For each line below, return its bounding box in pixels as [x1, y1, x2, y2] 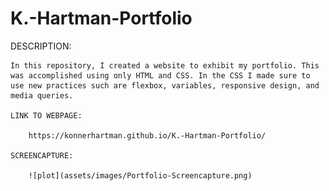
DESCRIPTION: [10, 40, 72, 52]
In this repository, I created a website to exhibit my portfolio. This [10, 60, 320, 71]
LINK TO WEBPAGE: [10, 110, 83, 121]
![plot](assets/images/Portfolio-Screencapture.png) [28, 170, 253, 181]
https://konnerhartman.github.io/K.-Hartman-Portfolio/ [28, 130, 267, 141]
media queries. [10, 90, 74, 101]
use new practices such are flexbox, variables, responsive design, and [10, 80, 320, 91]
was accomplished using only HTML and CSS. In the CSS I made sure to [10, 70, 311, 81]
